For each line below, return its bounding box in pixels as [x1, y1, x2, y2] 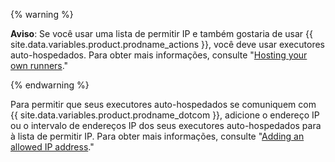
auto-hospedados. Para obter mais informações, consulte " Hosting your [10, 49, 308, 61]
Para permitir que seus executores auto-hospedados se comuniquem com [10, 99, 317, 110]
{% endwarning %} [10, 79, 90, 91]
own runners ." [10, 60, 69, 71]
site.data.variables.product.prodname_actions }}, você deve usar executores [10, 39, 326, 50]
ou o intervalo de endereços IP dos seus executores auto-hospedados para [10, 120, 322, 131]
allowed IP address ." [10, 141, 95, 153]
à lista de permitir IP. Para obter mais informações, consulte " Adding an [10, 130, 305, 142]
